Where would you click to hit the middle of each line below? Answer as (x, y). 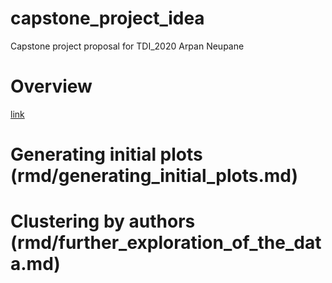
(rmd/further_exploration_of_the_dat (166, 243)
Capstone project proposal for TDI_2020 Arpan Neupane (127, 46)
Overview (51, 86)
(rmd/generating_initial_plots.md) (154, 176)
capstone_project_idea (107, 18)
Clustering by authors (103, 221)
